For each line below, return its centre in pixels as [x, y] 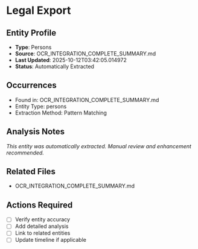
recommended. [25, 153]
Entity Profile [31, 33]
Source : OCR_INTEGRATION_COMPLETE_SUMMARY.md [85, 54]
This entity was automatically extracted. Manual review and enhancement [99, 146]
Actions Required [40, 205]
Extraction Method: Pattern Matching [61, 113]
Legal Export [39, 11]
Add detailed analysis [42, 226]
